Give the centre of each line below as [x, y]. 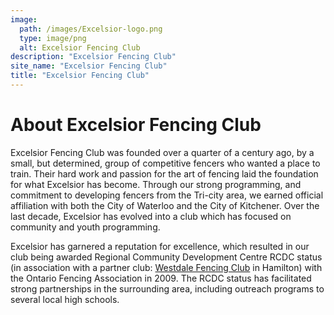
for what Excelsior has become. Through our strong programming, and [156, 184]
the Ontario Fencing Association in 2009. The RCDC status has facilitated [161, 278]
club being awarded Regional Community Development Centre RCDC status [166, 257]
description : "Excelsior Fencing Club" [93, 57]
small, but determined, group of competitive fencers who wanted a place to [165, 163]
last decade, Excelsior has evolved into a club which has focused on [151, 216]
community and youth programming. [85, 227]
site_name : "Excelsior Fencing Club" [89, 66]
